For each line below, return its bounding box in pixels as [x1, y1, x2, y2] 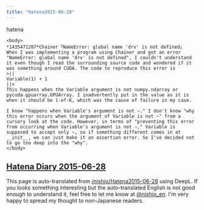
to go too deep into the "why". [6, 139, 88, 146]
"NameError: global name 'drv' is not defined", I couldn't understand [6, 54, 192, 61]
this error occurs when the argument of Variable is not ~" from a [6, 113, 181, 119]
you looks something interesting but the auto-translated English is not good [6, 184, 195, 192]
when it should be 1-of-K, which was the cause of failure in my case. [6, 97, 192, 103]
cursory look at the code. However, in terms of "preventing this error [6, 118, 195, 125]
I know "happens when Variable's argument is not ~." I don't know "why [6, 108, 195, 114]
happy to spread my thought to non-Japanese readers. [6, 197, 144, 205]
